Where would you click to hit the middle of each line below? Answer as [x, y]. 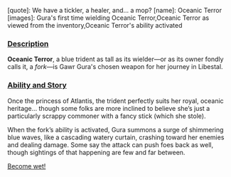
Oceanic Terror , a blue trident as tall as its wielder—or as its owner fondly [116, 59]
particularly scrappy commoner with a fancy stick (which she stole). [107, 116]
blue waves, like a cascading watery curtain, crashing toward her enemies [116, 137]
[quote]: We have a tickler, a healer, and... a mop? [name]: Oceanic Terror [115, 10]
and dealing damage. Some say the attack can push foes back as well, [111, 144]
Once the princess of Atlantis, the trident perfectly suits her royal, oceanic [116, 101]
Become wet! [27, 166]
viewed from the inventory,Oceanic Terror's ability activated [95, 25]
